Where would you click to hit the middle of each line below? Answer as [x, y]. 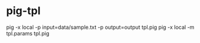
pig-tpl [23, 11]
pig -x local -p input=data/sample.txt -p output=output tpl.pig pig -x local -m [100, 27]
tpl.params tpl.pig [28, 33]
